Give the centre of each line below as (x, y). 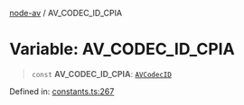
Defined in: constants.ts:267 (62, 91)
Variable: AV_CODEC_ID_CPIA (122, 49)
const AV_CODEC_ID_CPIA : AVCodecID (101, 74)
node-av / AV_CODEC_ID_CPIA (66, 13)
